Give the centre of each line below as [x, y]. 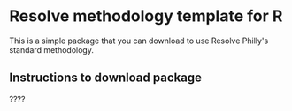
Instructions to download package [105, 78]
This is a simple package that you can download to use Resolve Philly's [139, 41]
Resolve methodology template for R [146, 16]
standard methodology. [52, 49]
